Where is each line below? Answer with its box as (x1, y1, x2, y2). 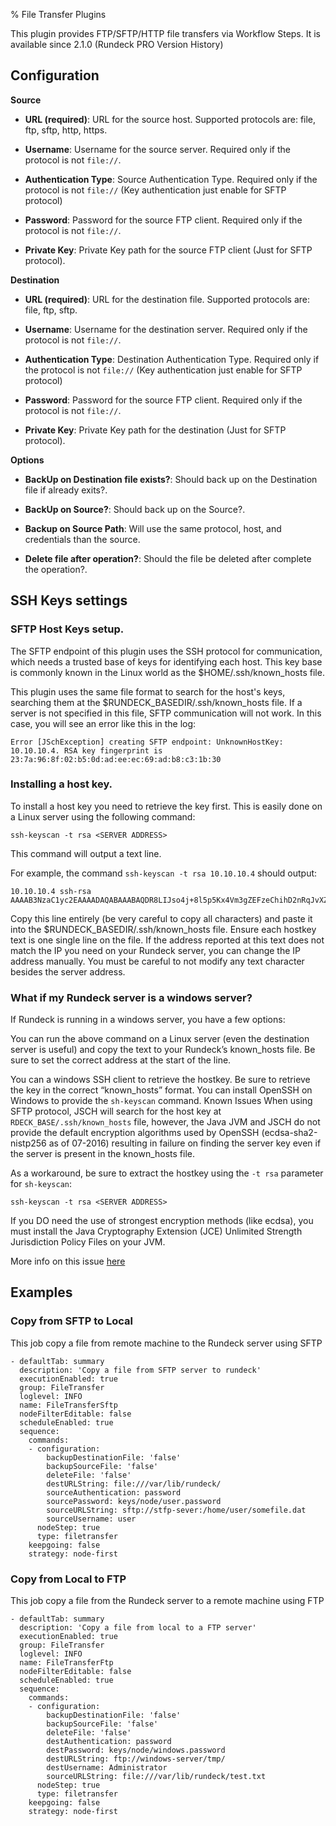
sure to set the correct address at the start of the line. (10, 1054, 232, 1066)
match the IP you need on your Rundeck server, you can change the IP (10, 944, 302, 956)
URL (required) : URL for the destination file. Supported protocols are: (24, 293, 311, 305)
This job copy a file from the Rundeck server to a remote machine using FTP (10, 1595, 325, 1607)
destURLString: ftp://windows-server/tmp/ (46, 1754, 226, 1764)
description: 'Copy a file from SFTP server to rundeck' (19, 1365, 262, 1375)
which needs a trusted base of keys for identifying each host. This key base (10, 655, 323, 668)
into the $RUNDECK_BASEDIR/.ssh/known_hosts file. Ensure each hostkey (10, 923, 317, 935)
